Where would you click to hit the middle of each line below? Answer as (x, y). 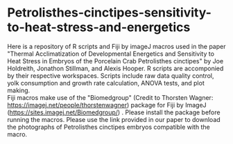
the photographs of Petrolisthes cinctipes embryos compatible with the (109, 127)
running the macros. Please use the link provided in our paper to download (114, 119)
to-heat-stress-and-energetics (99, 27)
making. (19, 90)
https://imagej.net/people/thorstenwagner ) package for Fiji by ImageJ (107, 105)
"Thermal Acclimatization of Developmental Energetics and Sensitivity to (111, 54)
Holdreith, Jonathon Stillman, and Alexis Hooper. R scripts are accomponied (115, 68)
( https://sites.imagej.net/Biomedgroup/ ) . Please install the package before (114, 112)
